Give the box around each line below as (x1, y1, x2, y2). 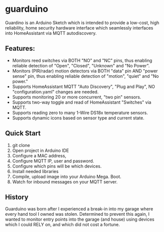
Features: (5, 44, 35, 53)
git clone (12, 142, 31, 148)
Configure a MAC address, (12, 152, 66, 158)
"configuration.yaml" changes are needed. (12, 88, 99, 94)
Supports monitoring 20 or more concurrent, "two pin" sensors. (12, 94, 141, 100)
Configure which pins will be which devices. (12, 163, 102, 169)
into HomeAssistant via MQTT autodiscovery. (5, 30, 97, 36)
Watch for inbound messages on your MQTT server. (12, 178, 118, 185)
